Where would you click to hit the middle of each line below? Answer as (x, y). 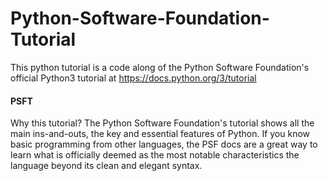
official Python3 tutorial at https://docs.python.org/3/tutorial (133, 78)
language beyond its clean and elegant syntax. (106, 166)
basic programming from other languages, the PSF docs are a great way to (164, 144)
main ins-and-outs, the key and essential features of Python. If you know (160, 134)
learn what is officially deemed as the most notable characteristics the (155, 155)
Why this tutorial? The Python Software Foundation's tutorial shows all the (162, 123)
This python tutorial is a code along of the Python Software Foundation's (160, 67)
